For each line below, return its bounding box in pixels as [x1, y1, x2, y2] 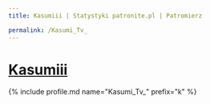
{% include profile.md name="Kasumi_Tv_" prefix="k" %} [8, 87, 198, 97]
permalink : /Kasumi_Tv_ [8, 26, 88, 34]
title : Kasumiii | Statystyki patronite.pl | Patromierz [8, 11, 203, 20]
